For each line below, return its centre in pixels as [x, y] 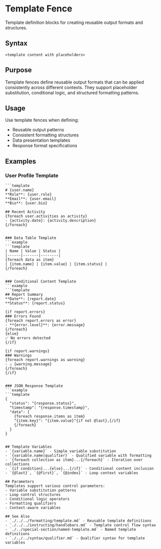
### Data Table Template [31, 238]
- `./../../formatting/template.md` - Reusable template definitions [79, 521]
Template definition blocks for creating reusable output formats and [74, 22]
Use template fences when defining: [42, 120]
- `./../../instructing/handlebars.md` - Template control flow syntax [80, 525]
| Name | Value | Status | [33, 251]
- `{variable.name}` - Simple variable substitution [61, 451]
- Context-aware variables [33, 508]
